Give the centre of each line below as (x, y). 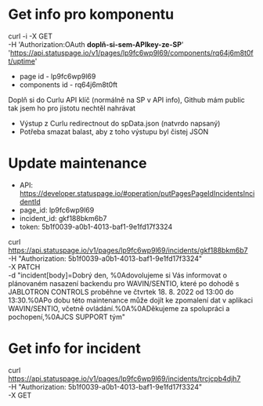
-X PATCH (24, 266)
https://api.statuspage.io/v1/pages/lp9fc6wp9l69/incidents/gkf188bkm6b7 (128, 250)
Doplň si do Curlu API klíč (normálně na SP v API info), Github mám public (126, 100)
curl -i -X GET (31, 36)
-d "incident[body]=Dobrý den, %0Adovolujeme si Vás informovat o (118, 275)
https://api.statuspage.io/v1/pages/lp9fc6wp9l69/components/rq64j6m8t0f (132, 53)
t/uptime (22, 61)
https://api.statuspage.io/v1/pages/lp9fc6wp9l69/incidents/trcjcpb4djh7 (124, 379)
